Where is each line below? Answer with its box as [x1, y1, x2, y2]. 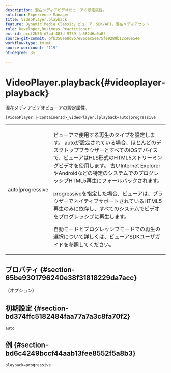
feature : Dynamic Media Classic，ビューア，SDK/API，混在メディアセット [5, 21, 150, 27]
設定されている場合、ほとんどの [80, 139, 157, 146]
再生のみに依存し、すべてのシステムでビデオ [53, 205, 160, 212]
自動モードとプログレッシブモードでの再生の [53, 226, 161, 233]
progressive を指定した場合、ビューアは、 [53, 190, 153, 197]
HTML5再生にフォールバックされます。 [68, 177, 163, 184]
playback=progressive [5, 362, 51, 367]
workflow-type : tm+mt [5, 41, 51, 46]
